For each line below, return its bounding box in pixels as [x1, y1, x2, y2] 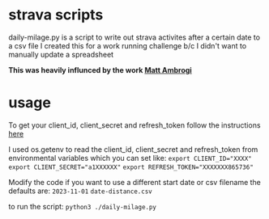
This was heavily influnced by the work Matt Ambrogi [8, 65, 192, 74]
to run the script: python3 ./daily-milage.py [8, 201, 156, 211]
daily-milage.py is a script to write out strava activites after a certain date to [8, 32, 261, 42]
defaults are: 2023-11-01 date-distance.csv [8, 186, 152, 196]
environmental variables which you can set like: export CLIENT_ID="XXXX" [8, 153, 253, 162]
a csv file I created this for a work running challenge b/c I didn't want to [8, 40, 247, 50]
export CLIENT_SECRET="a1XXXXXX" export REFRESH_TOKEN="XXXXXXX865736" [8, 163, 254, 171]
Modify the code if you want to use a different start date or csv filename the [8, 177, 262, 187]
